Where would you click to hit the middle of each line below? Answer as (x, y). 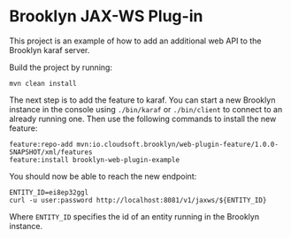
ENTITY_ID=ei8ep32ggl (49, 192)
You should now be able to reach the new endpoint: (103, 176)
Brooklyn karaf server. (50, 50)
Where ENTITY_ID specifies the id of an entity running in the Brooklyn (134, 216)
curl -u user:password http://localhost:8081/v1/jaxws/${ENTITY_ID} (138, 200)
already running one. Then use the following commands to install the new (143, 119)
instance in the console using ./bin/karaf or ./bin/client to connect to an (146, 109)
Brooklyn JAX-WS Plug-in (106, 16)
